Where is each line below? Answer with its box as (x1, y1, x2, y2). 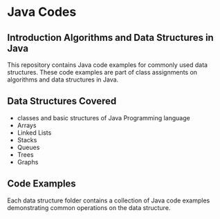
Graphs (17, 158, 39, 166)
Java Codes (7, 4, 77, 20)
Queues (17, 143, 40, 151)
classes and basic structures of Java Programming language (17, 113, 190, 122)
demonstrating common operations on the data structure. (7, 203, 171, 211)
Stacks (17, 135, 37, 144)
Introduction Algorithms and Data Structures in (7, 32, 214, 44)
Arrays (17, 121, 37, 129)
